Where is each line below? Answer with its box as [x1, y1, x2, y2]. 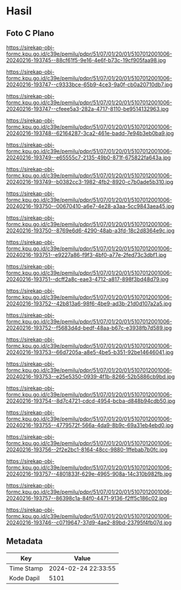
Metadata [6, 536, 43, 546]
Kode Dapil [9, 574, 40, 582]
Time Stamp [9, 564, 44, 573]
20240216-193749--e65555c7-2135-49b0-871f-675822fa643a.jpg [6, 154, 171, 161]
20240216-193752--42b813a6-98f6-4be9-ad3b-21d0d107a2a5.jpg [6, 300, 172, 307]
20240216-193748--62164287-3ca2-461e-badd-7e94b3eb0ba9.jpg [6, 130, 174, 137]
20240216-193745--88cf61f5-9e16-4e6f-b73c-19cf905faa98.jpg [6, 57, 166, 63]
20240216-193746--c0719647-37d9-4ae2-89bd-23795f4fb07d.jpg [6, 519, 172, 526]
